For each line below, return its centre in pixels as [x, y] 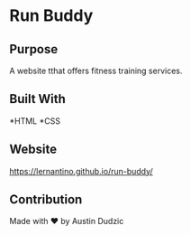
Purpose [34, 49]
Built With [37, 99]
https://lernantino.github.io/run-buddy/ [81, 171]
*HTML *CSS [35, 121]
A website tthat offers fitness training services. [96, 70]
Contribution [46, 200]
